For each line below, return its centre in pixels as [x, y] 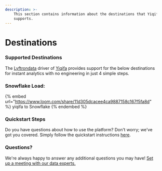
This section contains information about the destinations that [80, 14]
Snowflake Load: [25, 86]
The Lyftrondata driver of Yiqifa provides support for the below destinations [80, 68]
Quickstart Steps [25, 119]
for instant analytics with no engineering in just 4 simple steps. [67, 73]
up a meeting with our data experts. [40, 163]
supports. [24, 18]
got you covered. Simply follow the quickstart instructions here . [68, 135]
